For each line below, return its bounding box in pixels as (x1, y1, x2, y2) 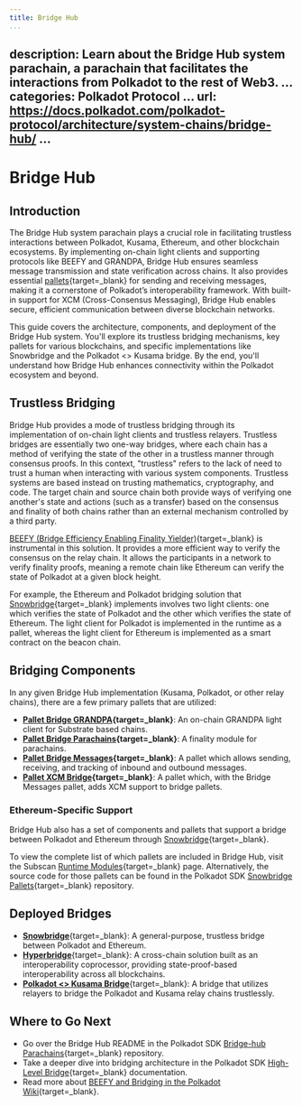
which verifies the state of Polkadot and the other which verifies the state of (9, 608, 291, 618)
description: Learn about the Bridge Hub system (9, 47, 286, 62)
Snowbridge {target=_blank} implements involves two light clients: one (9, 598, 270, 609)
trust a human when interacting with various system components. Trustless (9, 467, 288, 479)
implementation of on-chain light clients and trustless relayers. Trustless (9, 429, 278, 440)
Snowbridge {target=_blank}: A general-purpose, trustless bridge (22, 930, 265, 941)
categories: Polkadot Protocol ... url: (9, 89, 217, 105)
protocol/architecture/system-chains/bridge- (9, 117, 272, 133)
